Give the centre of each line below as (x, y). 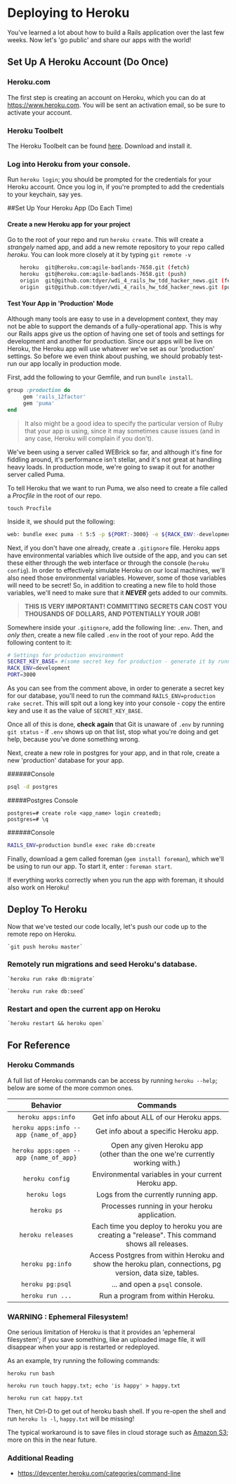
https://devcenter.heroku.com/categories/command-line (99, 1473)
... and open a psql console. (157, 1284)
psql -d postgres (33, 787)
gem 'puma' (39, 403)
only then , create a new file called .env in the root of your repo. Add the (111, 635)
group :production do (39, 391)
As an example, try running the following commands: (84, 1361)
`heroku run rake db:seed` (47, 991)
